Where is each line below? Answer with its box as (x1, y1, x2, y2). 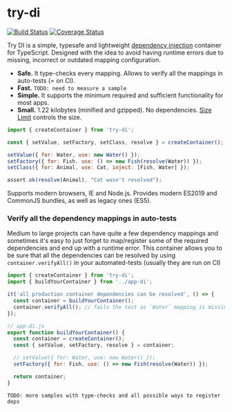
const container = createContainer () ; (13, 335, 126, 342)
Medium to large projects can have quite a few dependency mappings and (7, 229, 219, 237)
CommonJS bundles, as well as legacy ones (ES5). (7, 197, 152, 205)
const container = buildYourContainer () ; (13, 297, 135, 304)
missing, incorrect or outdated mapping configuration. (7, 55, 161, 63)
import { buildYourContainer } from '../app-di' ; (7, 278, 153, 286)
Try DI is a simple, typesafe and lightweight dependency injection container (7, 41, 222, 49)
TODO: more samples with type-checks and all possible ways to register (7, 392, 221, 399)
